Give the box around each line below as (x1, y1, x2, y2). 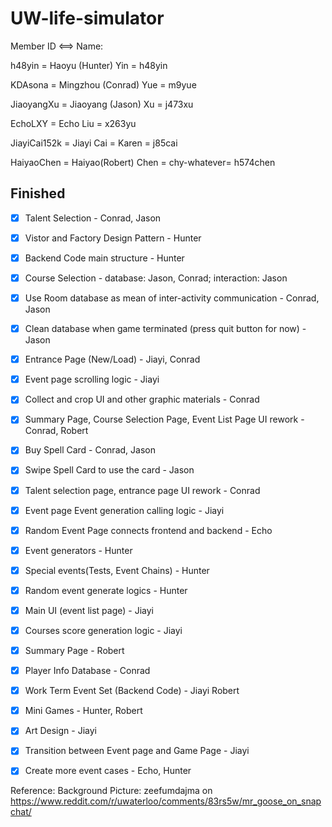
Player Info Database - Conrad (24, 665, 151, 677)
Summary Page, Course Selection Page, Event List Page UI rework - (24, 413, 305, 426)
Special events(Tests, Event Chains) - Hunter (24, 564, 210, 576)
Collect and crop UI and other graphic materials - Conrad (24, 393, 260, 406)
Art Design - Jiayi (24, 725, 97, 737)
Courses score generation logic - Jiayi (24, 624, 183, 636)
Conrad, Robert (24, 425, 89, 437)
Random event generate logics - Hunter (24, 584, 188, 596)
